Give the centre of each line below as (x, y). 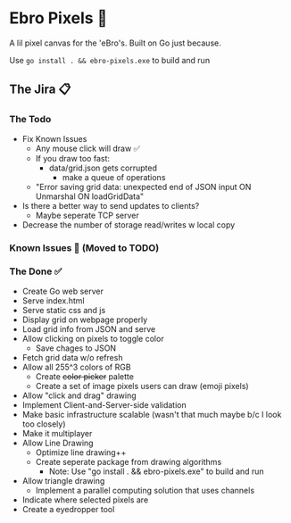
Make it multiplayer (57, 433)
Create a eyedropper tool (68, 509)
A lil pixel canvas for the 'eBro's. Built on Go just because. (115, 43)
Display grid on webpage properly (85, 320)
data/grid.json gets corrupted (103, 168)
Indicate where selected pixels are (85, 500)
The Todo (30, 120)
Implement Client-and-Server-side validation (104, 404)
